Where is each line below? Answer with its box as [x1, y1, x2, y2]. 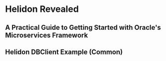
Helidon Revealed [5, 3, 79, 15]
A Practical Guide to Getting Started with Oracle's [5, 23, 161, 32]
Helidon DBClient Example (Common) [5, 48, 123, 56]
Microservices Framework [5, 31, 88, 39]
